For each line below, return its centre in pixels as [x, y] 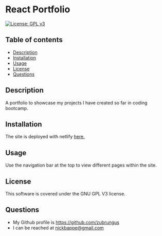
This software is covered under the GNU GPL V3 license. [66, 194]
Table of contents [34, 40]
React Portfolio [38, 10]
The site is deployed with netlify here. [45, 137]
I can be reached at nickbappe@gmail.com [58, 228]
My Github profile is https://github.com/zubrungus [66, 222]
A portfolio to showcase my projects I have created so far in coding [76, 103]
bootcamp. [17, 108]
